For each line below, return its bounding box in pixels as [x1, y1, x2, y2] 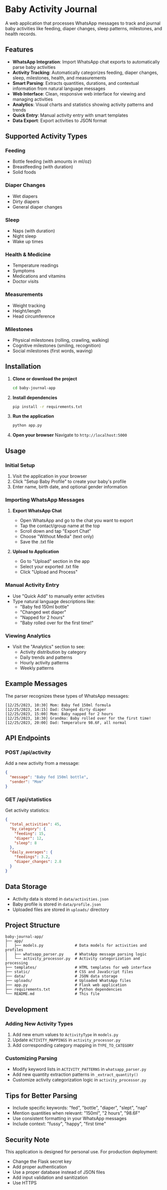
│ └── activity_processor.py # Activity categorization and [5, 956, 140, 961]
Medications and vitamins [12, 273, 66, 279]
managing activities [12, 96, 53, 102]
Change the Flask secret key [12, 1158, 72, 1164]
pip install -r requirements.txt [12, 404, 83, 409]
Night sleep [12, 233, 37, 239]
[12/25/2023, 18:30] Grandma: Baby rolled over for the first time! [5, 716, 151, 721]
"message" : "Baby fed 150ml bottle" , [10, 775, 89, 780]
